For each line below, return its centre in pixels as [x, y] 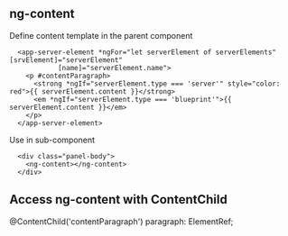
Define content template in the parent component [101, 35]
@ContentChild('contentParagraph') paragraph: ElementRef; [121, 221]
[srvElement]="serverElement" [66, 60]
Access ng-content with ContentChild [118, 200]
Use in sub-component [52, 140]
